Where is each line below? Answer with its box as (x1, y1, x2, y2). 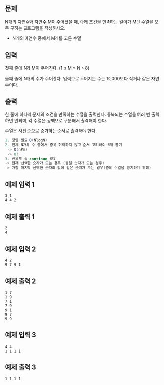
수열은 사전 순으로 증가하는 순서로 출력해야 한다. (5, 128, 97, 134)
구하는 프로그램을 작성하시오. (10, 25, 66, 31)
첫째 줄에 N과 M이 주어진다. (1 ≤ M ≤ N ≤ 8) (5, 65, 90, 71)
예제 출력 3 (5, 363, 36, 372)
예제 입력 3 (5, 331, 36, 339)
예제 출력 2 (5, 277, 36, 286)
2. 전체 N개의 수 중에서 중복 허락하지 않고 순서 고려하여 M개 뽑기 (5, 142, 122, 148)
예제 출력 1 (5, 212, 35, 221)
